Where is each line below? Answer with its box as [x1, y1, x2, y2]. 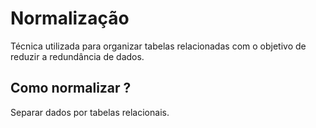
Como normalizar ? [10, 80, 132, 97]
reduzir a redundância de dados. [10, 50, 145, 62]
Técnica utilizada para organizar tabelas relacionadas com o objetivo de [10, 40, 307, 52]
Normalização [10, 7, 130, 30]
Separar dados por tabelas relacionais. [10, 106, 170, 118]
